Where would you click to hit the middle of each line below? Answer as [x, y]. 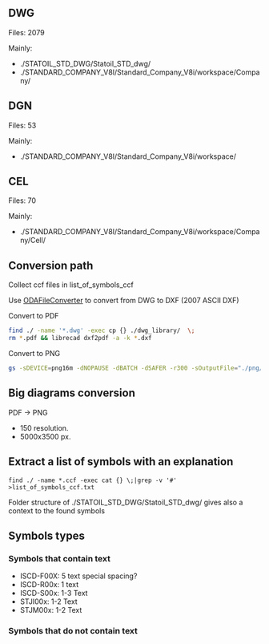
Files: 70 [22, 200]
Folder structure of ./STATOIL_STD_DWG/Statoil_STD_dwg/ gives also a [126, 502]
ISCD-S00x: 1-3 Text [54, 593]
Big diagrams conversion [72, 393]
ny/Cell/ [33, 241]
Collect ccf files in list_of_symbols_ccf [71, 285]
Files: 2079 [27, 32]
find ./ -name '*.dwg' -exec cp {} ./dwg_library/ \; [102, 331]
